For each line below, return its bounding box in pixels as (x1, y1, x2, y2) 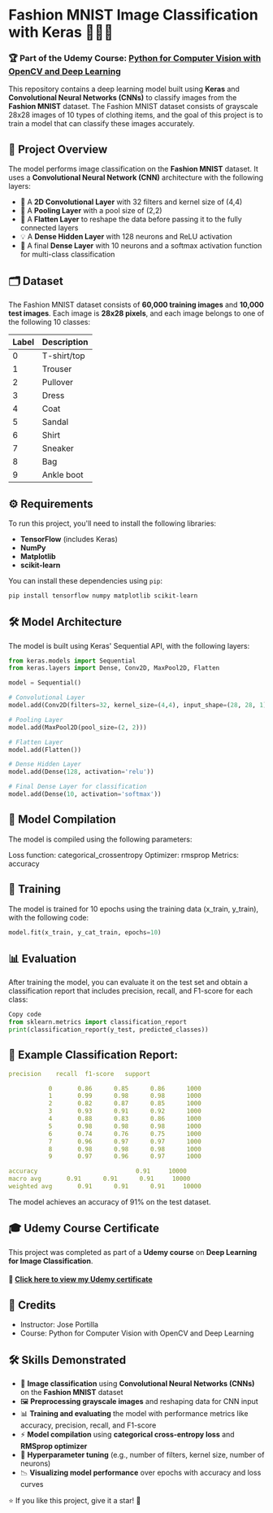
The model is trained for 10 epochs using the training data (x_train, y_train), (8, 903, 258, 913)
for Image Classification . (8, 1256, 93, 1266)
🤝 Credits (8, 1298, 57, 1312)
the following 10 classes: (8, 317, 91, 327)
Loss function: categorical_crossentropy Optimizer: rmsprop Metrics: (8, 850, 240, 859)
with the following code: (8, 912, 89, 922)
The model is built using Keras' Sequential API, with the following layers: (8, 641, 250, 650)
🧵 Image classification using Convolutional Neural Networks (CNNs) (19, 1379, 255, 1388)
